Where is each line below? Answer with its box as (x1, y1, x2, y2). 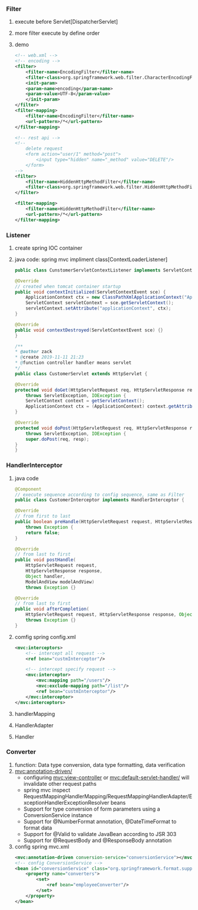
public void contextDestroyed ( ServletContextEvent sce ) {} (14, 327, 164, 333)
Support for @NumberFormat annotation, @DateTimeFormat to (23, 818, 177, 825)
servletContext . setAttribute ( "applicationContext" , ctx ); (25, 305, 171, 312)
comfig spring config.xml (14, 633, 76, 640)
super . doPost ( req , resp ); (25, 436, 90, 442)
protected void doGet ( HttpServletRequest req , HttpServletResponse (14, 387, 185, 393)
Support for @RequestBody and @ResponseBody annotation (23, 837, 172, 844)
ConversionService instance (23, 811, 93, 818)
